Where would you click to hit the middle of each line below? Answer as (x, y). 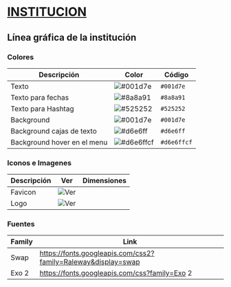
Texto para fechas (40, 97)
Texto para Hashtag (42, 109)
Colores (21, 57)
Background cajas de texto (54, 131)
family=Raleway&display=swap (90, 262)
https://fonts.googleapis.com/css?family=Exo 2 (116, 273)
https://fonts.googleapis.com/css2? (97, 253)
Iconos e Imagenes (40, 162)
